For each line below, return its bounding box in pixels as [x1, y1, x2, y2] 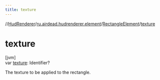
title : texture [5, 7, 36, 12]
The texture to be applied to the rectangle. [5, 69, 91, 75]
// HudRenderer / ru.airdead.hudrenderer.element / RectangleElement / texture [5, 21, 156, 27]
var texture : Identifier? [5, 60, 50, 66]
